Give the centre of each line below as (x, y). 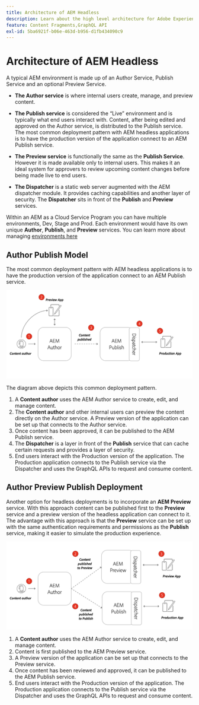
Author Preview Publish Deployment (75, 488)
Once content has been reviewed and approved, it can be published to (100, 671)
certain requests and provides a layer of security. (75, 450)
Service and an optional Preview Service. (56, 84)
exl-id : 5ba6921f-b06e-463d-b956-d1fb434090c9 (65, 31)
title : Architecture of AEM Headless (53, 12)
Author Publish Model (47, 255)
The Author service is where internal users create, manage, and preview (104, 96)
